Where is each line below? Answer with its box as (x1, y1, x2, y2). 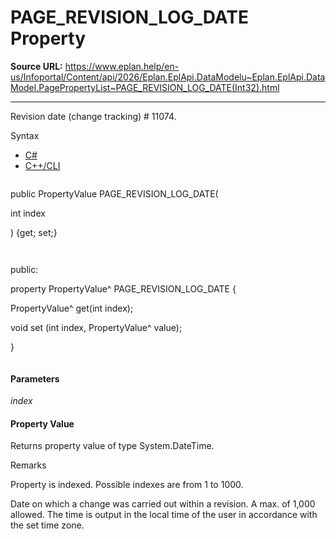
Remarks (10, 459, 47, 471)
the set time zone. (10, 519, 85, 531)
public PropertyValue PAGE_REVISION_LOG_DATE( (10, 187, 219, 200)
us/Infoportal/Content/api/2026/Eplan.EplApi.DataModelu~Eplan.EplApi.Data (10, 71, 326, 83)
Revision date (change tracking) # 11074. (10, 110, 177, 122)
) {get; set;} (10, 226, 58, 238)
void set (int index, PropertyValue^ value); (10, 321, 183, 333)
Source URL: (10, 60, 63, 72)
